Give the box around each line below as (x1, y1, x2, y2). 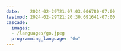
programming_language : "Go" (11, 36, 81, 42)
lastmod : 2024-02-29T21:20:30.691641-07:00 (6, 14, 116, 20)
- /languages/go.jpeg (11, 30, 65, 36)
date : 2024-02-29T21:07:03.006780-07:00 (6, 8, 116, 15)
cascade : (6, 19, 28, 25)
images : (11, 25, 31, 31)
